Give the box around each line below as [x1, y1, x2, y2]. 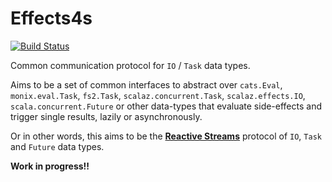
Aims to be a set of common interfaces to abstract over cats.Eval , [10, 78, 283, 91]
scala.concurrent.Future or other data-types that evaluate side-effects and [10, 100, 323, 112]
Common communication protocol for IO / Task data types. [10, 59, 251, 71]
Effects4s [10, 7, 93, 30]
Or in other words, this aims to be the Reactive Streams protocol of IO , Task [10, 130, 322, 142]
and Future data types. [10, 140, 105, 152]
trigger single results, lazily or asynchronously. [10, 110, 203, 122]
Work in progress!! [10, 160, 90, 172]
